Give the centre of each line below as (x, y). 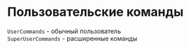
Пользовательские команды (95, 12)
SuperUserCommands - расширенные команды (72, 38)
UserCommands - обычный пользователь (64, 31)
